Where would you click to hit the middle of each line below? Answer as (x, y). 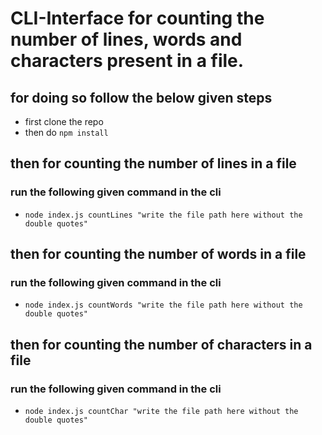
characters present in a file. (127, 61)
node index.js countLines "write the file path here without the (163, 215)
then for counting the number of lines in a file (153, 163)
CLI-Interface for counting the (137, 18)
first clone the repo (64, 121)
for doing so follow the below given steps (141, 97)
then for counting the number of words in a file (158, 254)
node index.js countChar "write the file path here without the (161, 412)
